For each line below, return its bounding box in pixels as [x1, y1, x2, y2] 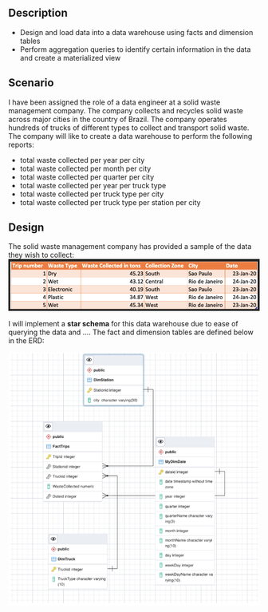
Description [8, 6, 68, 20]
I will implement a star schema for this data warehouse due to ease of [8, 318, 238, 328]
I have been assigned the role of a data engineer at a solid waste [8, 97, 221, 107]
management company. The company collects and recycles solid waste [8, 105, 243, 115]
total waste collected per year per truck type [19, 180, 167, 190]
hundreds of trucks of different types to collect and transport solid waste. [8, 123, 250, 132]
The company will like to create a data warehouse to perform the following [8, 131, 253, 140]
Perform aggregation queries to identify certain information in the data [19, 44, 251, 54]
